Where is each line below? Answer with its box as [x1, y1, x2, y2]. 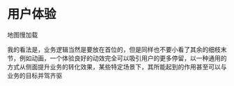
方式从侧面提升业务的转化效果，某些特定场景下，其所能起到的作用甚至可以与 [7, 62, 227, 71]
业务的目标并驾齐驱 [7, 71, 63, 80]
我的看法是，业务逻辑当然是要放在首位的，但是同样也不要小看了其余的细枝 [7, 45, 221, 53]
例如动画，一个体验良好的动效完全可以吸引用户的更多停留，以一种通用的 [19, 53, 227, 62]
